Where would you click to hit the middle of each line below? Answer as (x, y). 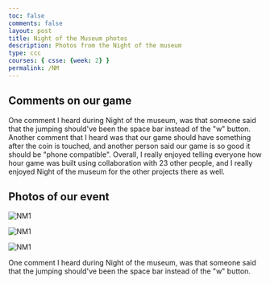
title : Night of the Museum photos (68, 38)
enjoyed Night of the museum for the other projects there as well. (117, 171)
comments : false (35, 23)
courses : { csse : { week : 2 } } (59, 61)
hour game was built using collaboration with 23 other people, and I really (131, 163)
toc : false (27, 16)
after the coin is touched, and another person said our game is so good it (129, 146)
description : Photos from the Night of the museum (95, 46)
